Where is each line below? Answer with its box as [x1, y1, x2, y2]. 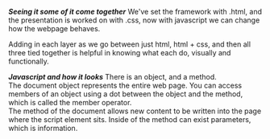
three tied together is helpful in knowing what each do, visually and [8, 48, 231, 57]
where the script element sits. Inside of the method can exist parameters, [8, 115, 251, 124]
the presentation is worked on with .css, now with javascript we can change [8, 15, 260, 25]
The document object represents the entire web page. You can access [8, 80, 243, 90]
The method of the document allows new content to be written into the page [8, 106, 262, 116]
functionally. [8, 56, 50, 66]
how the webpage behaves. [8, 24, 101, 33]
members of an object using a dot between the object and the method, [8, 89, 243, 99]
